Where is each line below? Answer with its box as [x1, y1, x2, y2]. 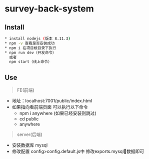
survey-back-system [4, 3, 94, 14]
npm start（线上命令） [9, 59, 52, 64]
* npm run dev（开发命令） [4, 50, 56, 55]
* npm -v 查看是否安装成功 [4, 40, 55, 45]
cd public [19, 116, 39, 122]
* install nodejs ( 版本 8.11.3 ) [4, 36, 70, 41]
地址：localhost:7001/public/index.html [11, 98, 92, 104]
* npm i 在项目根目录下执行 [4, 45, 56, 50]
